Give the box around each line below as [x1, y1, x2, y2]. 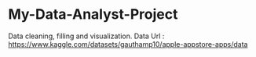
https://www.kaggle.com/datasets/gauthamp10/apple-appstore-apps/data [8, 39, 248, 48]
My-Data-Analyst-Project [8, 5, 178, 23]
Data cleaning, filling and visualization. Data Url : [8, 31, 165, 41]
